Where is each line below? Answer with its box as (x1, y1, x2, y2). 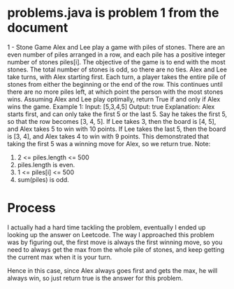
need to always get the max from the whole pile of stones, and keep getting (7, 245, 225, 253)
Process (7, 200, 56, 216)
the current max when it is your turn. (7, 253, 112, 261)
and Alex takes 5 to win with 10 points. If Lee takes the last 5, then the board (7, 125, 226, 133)
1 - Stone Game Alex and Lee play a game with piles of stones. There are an (7, 43, 225, 51)
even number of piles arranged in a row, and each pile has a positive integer (7, 50, 226, 59)
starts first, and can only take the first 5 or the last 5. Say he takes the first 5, (7, 110, 228, 118)
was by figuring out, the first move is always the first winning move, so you (7, 238, 223, 246)
